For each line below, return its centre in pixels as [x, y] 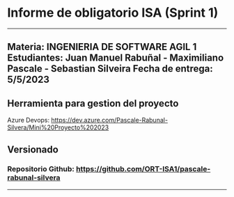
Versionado [33, 149]
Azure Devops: [29, 120]
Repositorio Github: [41, 169]
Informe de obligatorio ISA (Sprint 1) [113, 13]
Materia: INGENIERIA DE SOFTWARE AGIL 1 [102, 47]
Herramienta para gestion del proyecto [93, 103]
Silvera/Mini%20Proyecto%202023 [58, 127]
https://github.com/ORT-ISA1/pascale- [143, 169]
